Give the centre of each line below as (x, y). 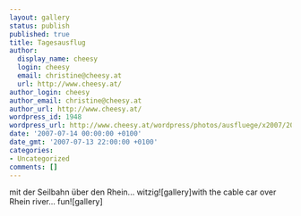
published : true (39, 34)
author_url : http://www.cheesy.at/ (76, 109)
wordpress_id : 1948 (46, 117)
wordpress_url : (38, 126)
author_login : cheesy (50, 92)
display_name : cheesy (58, 59)
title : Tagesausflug (48, 42)
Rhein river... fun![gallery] (56, 202)
